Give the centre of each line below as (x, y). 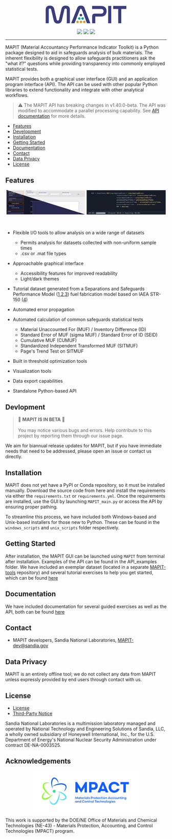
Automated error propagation (44, 310)
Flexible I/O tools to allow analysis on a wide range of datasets (79, 233)
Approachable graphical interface (48, 263)
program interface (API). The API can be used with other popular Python (81, 85)
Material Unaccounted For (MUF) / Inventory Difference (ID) (83, 330)
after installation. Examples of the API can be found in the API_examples (81, 561)
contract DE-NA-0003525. (33, 745)
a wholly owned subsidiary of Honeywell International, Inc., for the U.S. (80, 734)
